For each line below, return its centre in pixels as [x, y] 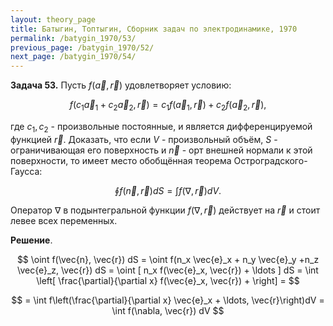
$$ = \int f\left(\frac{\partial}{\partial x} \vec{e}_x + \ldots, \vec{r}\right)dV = [168, 300]
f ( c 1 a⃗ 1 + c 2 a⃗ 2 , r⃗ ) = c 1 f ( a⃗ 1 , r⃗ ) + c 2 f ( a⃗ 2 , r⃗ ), [168, 106]
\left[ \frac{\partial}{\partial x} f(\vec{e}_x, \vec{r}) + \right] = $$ [168, 280]
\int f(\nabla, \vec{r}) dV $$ [168, 310]
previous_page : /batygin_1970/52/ [82, 47]
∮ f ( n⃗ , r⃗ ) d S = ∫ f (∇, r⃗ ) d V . [168, 190]
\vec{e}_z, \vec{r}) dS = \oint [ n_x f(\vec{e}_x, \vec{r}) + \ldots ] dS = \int [168, 270]
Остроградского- [270, 160]
